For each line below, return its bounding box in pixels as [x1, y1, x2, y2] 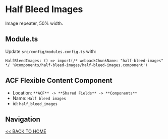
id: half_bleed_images [12, 100, 58, 107]
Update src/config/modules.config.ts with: [5, 48, 97, 54]
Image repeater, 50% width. [5, 20, 63, 26]
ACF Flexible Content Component [5, 76, 113, 85]
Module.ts [5, 35, 38, 43]
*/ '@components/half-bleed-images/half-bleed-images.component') [5, 62, 148, 68]
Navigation [5, 115, 40, 123]
